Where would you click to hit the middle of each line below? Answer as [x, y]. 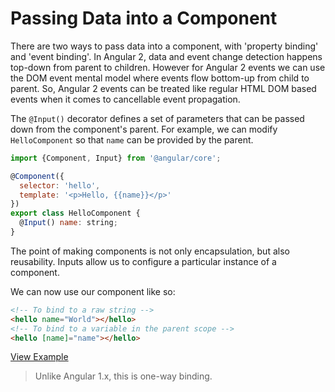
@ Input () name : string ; [68, 223]
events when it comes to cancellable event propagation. [125, 99]
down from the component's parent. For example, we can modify [144, 129]
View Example [39, 357]
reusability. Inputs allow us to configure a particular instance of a [143, 261]
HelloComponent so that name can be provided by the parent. [132, 139]
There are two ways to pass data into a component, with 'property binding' [164, 46]
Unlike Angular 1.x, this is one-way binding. [123, 376]
